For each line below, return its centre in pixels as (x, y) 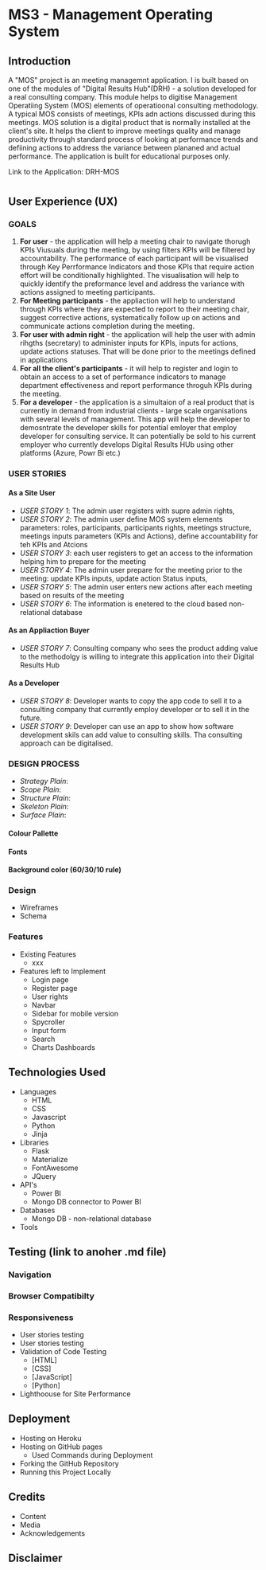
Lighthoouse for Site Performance (75, 1394)
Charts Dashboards (63, 1047)
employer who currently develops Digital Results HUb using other (127, 444)
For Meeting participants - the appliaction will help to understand (127, 301)
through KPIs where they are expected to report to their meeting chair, (135, 309)
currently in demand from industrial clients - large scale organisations (133, 411)
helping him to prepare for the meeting (83, 561)
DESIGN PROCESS (44, 764)
